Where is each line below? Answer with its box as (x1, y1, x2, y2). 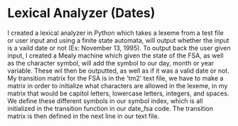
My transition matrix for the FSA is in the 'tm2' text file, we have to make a (7, 73, 224, 83)
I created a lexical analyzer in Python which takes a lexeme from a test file (7, 28, 224, 37)
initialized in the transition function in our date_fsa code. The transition (7, 104, 213, 112)
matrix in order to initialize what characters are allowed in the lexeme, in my (7, 81, 228, 90)
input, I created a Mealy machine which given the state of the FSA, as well (7, 51, 224, 60)
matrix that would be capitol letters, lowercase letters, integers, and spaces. (7, 89, 229, 98)
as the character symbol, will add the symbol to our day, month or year (7, 58, 215, 67)
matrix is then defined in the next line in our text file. (7, 112, 160, 120)
